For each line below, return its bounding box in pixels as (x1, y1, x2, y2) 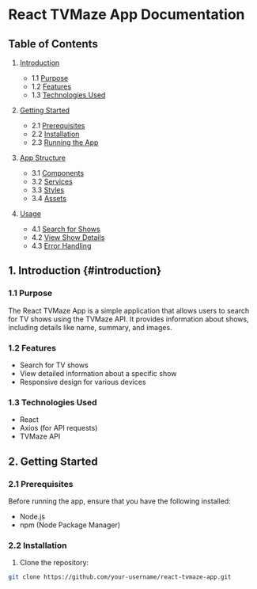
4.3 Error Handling (31, 241, 92, 250)
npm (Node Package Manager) (19, 520, 121, 530)
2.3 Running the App (31, 138, 99, 147)
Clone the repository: (19, 558, 89, 568)
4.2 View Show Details (31, 233, 105, 242)
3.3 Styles (31, 185, 65, 195)
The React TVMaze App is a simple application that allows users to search (8, 306, 250, 315)
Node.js (19, 511, 46, 521)
